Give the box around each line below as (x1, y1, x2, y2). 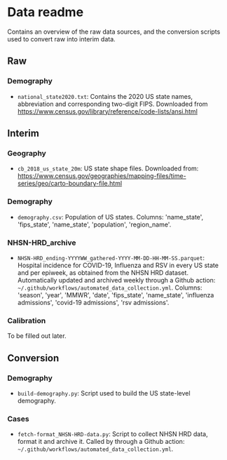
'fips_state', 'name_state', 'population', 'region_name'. (17, 220, 172, 229)
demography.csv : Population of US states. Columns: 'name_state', (17, 212, 204, 221)
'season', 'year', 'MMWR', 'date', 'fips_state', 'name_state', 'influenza (17, 290, 214, 299)
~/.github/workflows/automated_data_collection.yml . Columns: (17, 283, 202, 292)
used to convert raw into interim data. (7, 34, 116, 43)
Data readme (7, 4, 84, 20)
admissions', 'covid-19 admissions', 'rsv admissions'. (17, 298, 170, 306)
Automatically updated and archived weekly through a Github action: (17, 276, 216, 284)
